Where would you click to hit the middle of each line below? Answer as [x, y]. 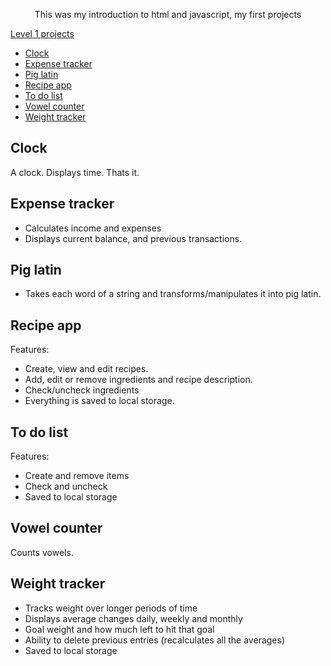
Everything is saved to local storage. [99, 401]
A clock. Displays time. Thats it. [75, 172]
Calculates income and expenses [93, 228]
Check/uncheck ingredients [82, 390]
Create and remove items [77, 476]
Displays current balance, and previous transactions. [133, 238]
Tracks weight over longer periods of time [111, 608]
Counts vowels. [42, 552]
